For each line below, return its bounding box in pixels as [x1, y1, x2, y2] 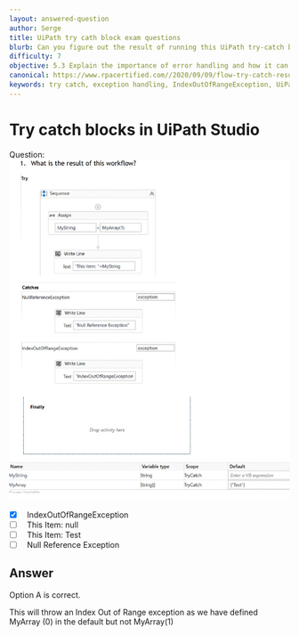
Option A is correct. [9, 589, 81, 600]
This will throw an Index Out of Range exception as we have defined [9, 607, 258, 617]
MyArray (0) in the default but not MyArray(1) [9, 616, 174, 627]
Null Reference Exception [26, 539, 120, 550]
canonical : [9, 71, 50, 80]
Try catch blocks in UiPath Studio [9, 119, 260, 140]
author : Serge [9, 23, 62, 33]
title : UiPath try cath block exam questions [9, 33, 181, 42]
